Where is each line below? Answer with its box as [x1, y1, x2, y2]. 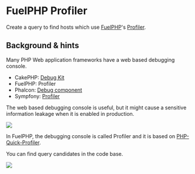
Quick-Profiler [6, 139, 40, 146]
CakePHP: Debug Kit [14, 73, 64, 81]
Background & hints [6, 41, 79, 51]
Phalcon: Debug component [14, 86, 83, 93]
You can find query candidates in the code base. [6, 150, 124, 157]
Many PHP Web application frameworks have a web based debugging [6, 56, 175, 63]
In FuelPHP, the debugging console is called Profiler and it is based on [6, 132, 176, 139]
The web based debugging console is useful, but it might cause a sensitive [6, 104, 187, 111]
